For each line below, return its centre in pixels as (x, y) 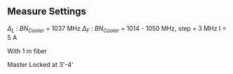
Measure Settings (47, 12)
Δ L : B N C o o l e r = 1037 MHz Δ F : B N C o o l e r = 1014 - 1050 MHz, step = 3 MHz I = (117, 29)
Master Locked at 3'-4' (40, 64)
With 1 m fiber (27, 51)
